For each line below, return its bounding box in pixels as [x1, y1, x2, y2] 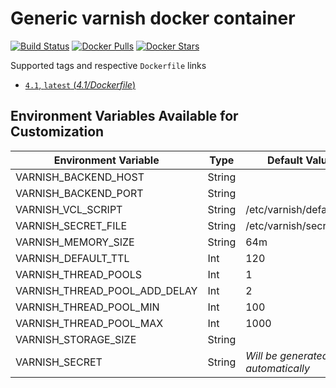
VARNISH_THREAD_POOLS [15, 267, 143, 281]
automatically [245, 361, 310, 375]
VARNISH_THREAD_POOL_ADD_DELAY [15, 283, 198, 297]
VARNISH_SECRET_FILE [15, 218, 128, 232]
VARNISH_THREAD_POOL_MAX [15, 316, 164, 330]
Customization [10, 123, 105, 141]
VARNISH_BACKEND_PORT [15, 186, 144, 200]
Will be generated [245, 348, 329, 362]
